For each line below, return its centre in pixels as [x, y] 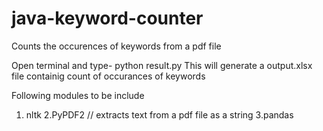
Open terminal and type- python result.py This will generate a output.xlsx [162, 65]
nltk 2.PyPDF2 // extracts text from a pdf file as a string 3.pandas [159, 114]
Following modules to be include [78, 95]
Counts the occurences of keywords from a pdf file [116, 46]
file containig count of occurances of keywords [108, 76]
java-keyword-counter [107, 18]
